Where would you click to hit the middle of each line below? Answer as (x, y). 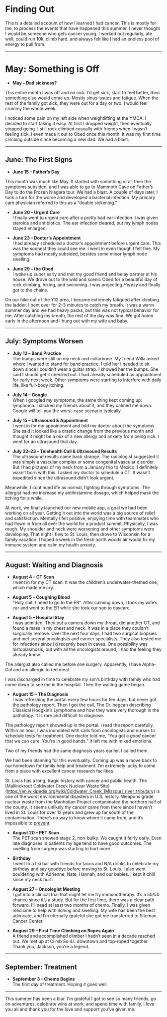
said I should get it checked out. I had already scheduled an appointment (87, 374)
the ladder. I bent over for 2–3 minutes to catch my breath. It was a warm (80, 305)
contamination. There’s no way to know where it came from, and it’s (74, 818)
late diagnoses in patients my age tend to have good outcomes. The (82, 843)
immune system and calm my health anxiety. (51, 544)
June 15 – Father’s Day (36, 172)
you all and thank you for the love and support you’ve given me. (70, 1010)
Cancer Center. (28, 921)
